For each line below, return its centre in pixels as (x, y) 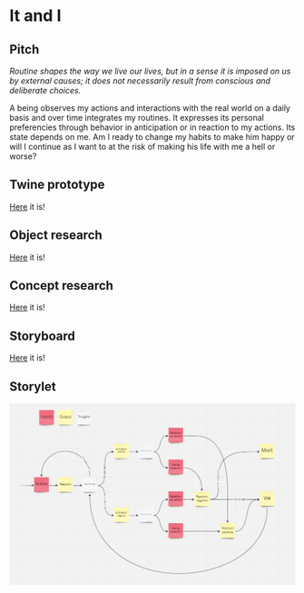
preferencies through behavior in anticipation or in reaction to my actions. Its (152, 127)
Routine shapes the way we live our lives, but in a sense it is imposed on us (150, 71)
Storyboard (42, 336)
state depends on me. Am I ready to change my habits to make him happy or (152, 137)
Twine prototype (57, 185)
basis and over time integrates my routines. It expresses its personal (137, 118)
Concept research (61, 286)
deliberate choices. (45, 90)
